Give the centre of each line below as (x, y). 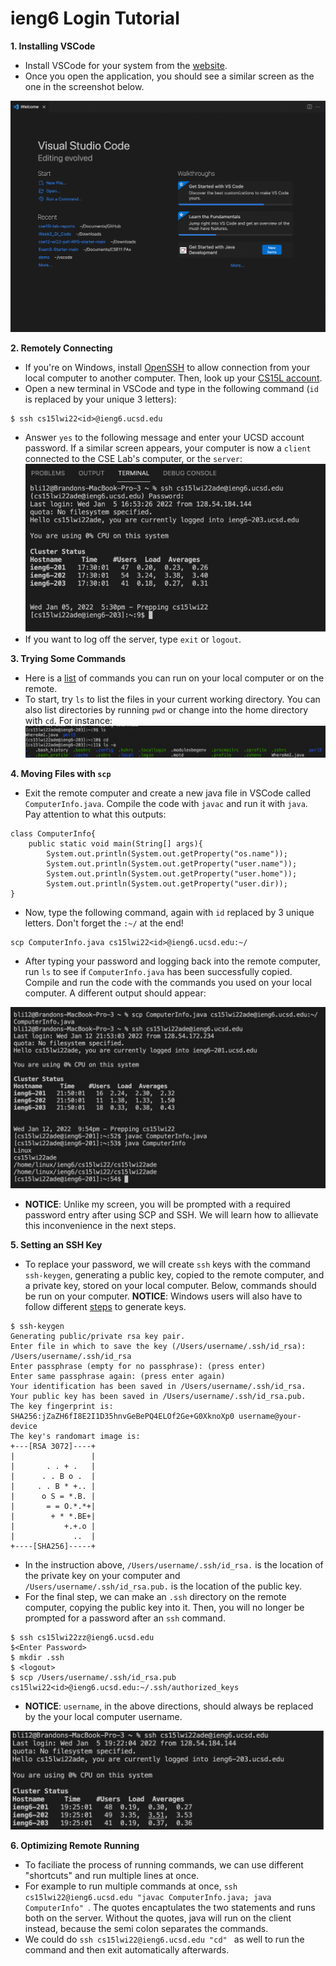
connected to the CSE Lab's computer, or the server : (133, 458)
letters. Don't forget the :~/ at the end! (104, 923)
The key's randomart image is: (75, 1436)
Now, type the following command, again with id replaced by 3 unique (169, 912)
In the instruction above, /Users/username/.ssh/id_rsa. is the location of (174, 1564)
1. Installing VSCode (53, 46)
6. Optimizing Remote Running (75, 1845)
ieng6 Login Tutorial (95, 18)
